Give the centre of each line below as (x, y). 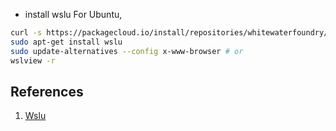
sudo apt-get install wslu (66, 42)
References (47, 91)
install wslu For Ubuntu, (73, 14)
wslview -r (33, 60)
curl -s (26, 33)
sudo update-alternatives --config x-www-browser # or (127, 51)
